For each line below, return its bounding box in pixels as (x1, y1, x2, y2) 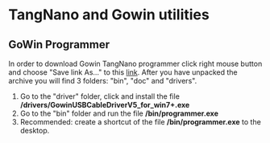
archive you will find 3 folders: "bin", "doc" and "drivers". (8, 76, 197, 85)
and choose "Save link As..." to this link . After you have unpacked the (8, 67, 238, 77)
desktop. (19, 126, 50, 135)
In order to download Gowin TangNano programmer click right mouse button (8, 59, 263, 68)
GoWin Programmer (8, 38, 110, 51)
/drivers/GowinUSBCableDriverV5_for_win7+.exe (19, 100, 190, 109)
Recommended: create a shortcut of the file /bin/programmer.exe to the (19, 117, 262, 126)
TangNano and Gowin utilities (8, 6, 210, 24)
